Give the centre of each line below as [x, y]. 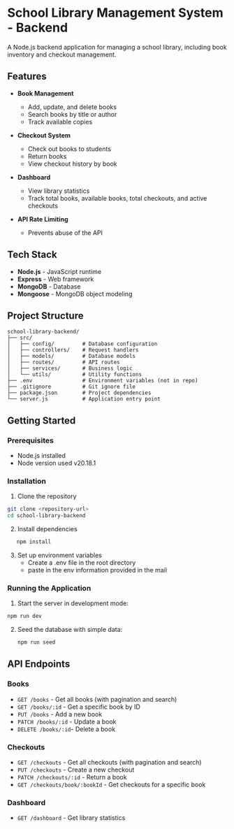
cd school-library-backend [46, 516]
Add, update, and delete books [72, 107]
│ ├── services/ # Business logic [70, 368]
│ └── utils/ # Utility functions [74, 375]
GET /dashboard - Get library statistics [71, 818]
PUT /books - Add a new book [60, 714]
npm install [34, 542]
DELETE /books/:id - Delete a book [66, 729]
